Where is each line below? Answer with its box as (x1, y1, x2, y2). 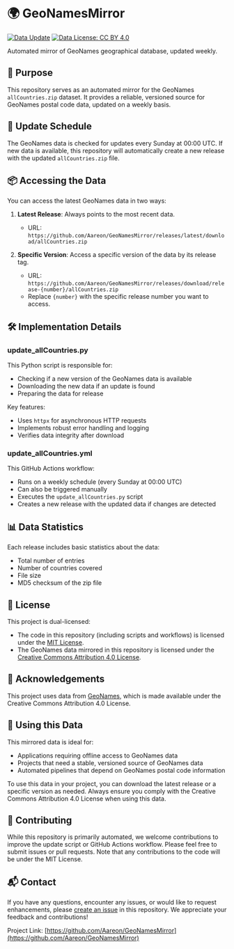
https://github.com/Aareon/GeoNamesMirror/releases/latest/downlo (27, 233, 225, 240)
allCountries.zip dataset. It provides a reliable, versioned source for (7, 93, 205, 101)
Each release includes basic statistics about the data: (7, 543, 160, 551)
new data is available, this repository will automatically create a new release (7, 146, 225, 155)
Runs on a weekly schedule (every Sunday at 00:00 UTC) (17, 478, 182, 486)
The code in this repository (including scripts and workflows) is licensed (17, 631, 225, 639)
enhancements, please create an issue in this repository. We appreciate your (7, 906, 227, 914)
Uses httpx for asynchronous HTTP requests (17, 416, 147, 425)
